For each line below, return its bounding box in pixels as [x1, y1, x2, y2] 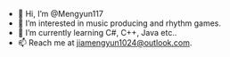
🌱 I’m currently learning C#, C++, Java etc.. [17, 28, 177, 37]
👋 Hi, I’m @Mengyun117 [17, 9, 104, 19]
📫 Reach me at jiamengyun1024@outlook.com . [17, 37, 193, 48]
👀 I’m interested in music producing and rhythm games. [17, 18, 221, 28]
